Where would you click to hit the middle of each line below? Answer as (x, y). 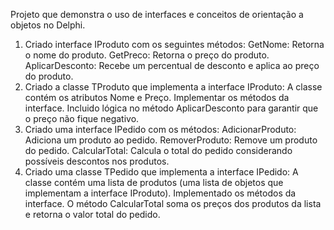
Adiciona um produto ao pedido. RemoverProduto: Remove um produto (171, 140)
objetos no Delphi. (48, 25)
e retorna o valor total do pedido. (92, 214)
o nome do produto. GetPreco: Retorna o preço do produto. (147, 55)
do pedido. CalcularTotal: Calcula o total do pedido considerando (158, 150)
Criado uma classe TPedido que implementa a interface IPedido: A (161, 172)
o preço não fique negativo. (82, 118)
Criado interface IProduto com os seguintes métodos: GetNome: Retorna (174, 44)
